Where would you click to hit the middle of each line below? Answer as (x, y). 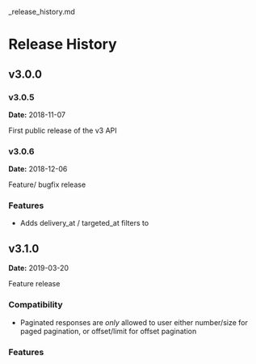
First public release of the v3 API (63, 130)
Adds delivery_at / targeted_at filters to (84, 223)
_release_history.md (42, 12)
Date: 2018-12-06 (38, 169)
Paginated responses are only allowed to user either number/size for (134, 322)
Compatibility (36, 305)
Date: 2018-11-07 (37, 114)
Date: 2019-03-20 (39, 268)
